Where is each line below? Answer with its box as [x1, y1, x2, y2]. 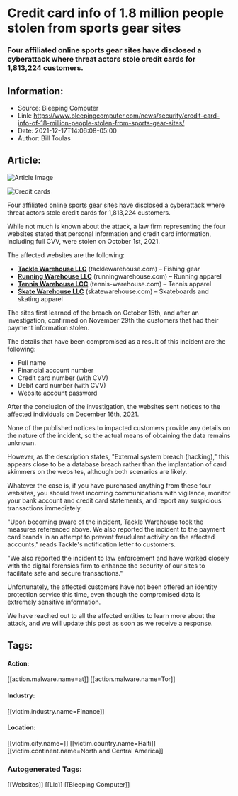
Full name [17, 358, 47, 366]
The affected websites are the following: [7, 250, 125, 259]
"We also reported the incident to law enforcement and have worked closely [7, 554, 229, 562]
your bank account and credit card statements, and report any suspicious [7, 496, 222, 505]
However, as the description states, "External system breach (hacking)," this [7, 452, 229, 461]
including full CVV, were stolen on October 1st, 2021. [7, 237, 161, 245]
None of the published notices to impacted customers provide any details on [7, 423, 231, 432]
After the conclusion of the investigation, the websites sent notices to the [7, 402, 221, 410]
